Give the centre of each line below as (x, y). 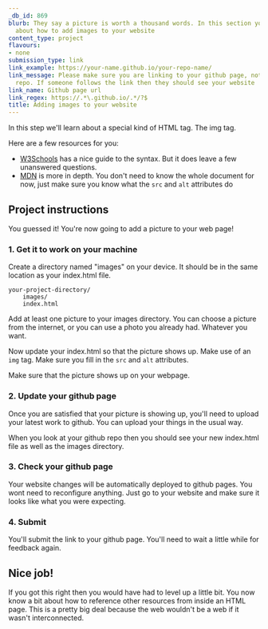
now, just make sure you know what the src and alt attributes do (126, 184)
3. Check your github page (61, 467)
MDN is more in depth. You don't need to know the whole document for (137, 176)
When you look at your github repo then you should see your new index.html (134, 438)
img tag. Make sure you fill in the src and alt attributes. (99, 360)
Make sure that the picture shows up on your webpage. (99, 375)
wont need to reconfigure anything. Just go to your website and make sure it (134, 492)
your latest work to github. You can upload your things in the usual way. (126, 422)
